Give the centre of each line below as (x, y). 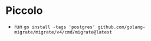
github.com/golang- (122, 27)
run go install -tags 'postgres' (55, 27)
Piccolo (24, 11)
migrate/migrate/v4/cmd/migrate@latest (63, 32)
